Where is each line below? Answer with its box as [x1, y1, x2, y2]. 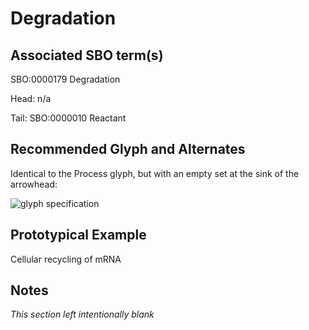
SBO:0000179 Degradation [10, 73, 121, 85]
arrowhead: [10, 178, 58, 190]
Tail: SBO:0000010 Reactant [10, 112, 127, 124]
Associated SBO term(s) [10, 47, 164, 64]
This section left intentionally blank [10, 308, 155, 321]
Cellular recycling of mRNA [10, 253, 122, 265]
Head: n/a [10, 93, 52, 104]
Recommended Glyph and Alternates [10, 141, 246, 158]
